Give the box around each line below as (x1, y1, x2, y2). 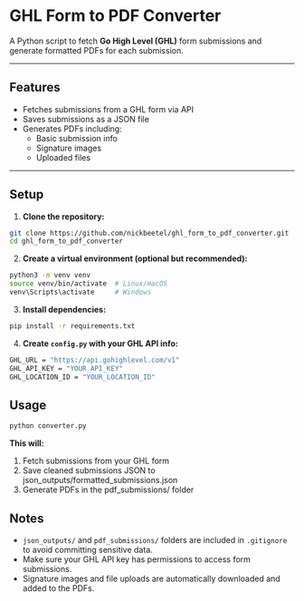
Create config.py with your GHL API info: (22, 337, 178, 349)
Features (9, 80, 61, 95)
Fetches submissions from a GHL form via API (22, 103, 195, 114)
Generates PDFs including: (22, 123, 122, 134)
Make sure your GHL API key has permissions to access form (22, 554, 252, 565)
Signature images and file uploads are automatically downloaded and (22, 573, 280, 584)
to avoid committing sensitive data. (22, 544, 154, 555)
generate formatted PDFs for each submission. (9, 44, 184, 55)
